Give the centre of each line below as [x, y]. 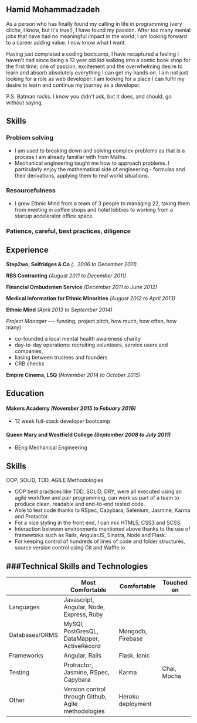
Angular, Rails [82, 655]
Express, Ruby [83, 614]
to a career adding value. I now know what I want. [66, 42]
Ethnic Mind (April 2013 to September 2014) [60, 310]
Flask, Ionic [135, 655]
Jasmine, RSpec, [86, 672]
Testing [19, 672]
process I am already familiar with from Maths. [71, 157]
